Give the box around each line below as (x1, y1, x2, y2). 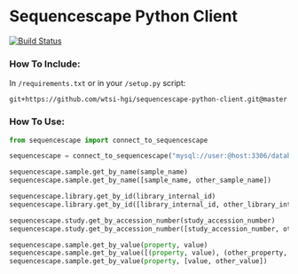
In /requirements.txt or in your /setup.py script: (9, 78, 186, 89)
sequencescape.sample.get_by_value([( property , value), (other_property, (9, 248, 288, 258)
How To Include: (9, 58, 81, 70)
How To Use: (9, 115, 65, 128)
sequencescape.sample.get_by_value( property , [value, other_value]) (9, 257, 268, 266)
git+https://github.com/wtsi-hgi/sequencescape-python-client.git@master (9, 95, 288, 104)
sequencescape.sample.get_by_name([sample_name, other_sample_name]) (9, 176, 272, 185)
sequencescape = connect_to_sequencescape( (9, 152, 173, 160)
